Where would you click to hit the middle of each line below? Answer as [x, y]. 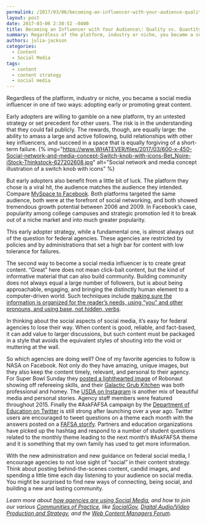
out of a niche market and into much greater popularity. [76, 220]
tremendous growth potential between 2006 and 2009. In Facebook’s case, [101, 207]
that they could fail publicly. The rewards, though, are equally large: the [96, 130]
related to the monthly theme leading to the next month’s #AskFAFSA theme [102, 438]
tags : [13, 63]
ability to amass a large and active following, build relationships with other [100, 136]
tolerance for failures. [33, 251]
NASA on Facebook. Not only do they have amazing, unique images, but [97, 366]
